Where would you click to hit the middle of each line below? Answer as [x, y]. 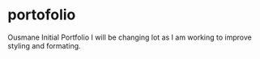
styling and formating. [45, 45]
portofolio [42, 15]
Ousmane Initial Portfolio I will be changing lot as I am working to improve [130, 37]
